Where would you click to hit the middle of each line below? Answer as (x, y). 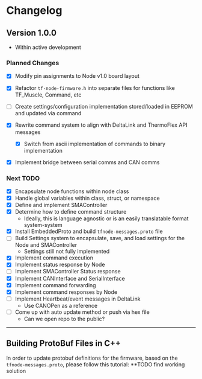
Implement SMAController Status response (68, 272)
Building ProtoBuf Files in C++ (64, 344)
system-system (43, 225)
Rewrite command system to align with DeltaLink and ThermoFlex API (101, 125)
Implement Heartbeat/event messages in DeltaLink (78, 299)
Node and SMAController (46, 245)
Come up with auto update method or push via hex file (82, 312)
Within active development (48, 47)
